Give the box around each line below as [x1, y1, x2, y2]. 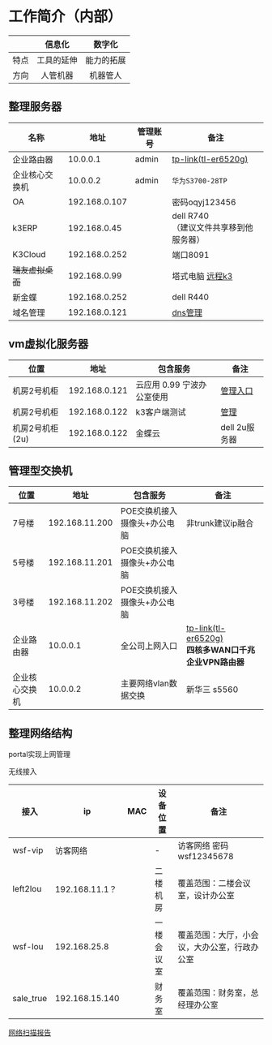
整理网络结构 [8, 726, 73, 740]
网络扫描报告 [8, 1028, 51, 1038]
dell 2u [220, 421, 247, 432]
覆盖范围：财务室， [177, 987, 251, 999]
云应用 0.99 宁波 [135, 379, 199, 390]
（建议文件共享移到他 [172, 221, 253, 233]
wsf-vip [12, 845, 44, 856]
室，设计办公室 [177, 890, 235, 901]
